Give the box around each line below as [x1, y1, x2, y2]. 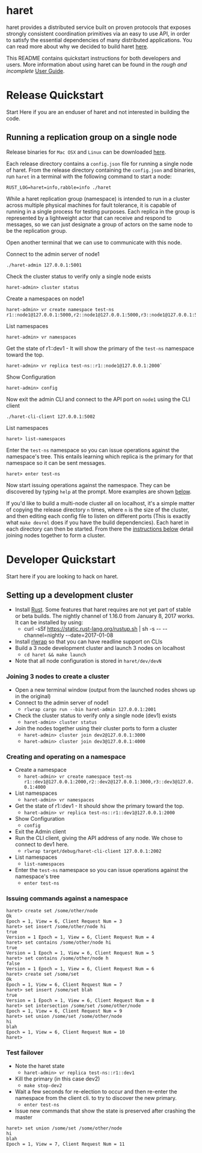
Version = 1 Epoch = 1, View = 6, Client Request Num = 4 [6, 934, 155, 941]
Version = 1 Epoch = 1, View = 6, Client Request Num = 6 [6, 966, 155, 972]
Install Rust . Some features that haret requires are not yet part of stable [14, 606, 191, 613]
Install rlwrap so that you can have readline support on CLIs [14, 638, 163, 645]
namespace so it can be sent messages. [6, 459, 106, 466]
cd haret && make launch [23, 652, 87, 658]
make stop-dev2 [23, 1082, 62, 1088]
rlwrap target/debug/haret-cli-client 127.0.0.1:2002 [23, 848, 162, 854]
